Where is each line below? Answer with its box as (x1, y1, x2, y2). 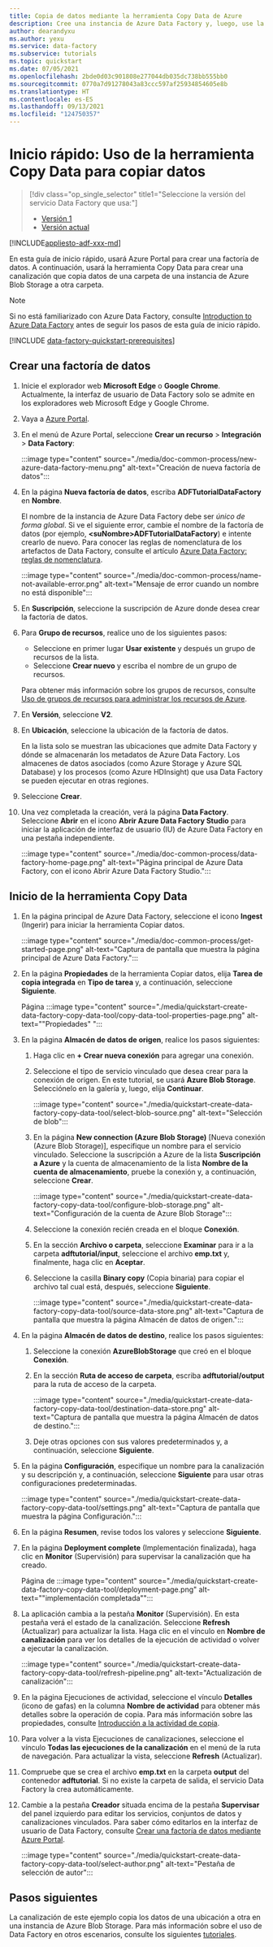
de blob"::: (32, 1116, 68, 1126)
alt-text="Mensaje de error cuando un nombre (104, 579, 259, 589)
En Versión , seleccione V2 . (20, 709, 113, 719)
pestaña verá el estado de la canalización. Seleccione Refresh (20, 1617, 231, 1627)
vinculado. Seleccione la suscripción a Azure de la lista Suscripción (32, 1150, 261, 1159)
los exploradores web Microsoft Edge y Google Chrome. (20, 398, 210, 407)
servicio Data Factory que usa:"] (28, 198, 138, 207)
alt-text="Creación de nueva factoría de (127, 463, 261, 472)
